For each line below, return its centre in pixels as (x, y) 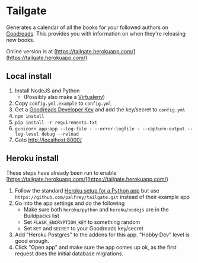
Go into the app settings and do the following (70, 203)
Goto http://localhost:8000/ (48, 140)
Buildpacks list (41, 216)
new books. (20, 40)
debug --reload (60, 134)
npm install (29, 116)
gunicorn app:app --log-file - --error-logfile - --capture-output (100, 129)
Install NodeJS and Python (47, 91)
